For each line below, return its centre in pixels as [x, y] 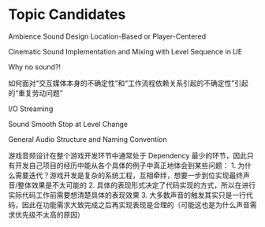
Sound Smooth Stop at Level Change [68, 124]
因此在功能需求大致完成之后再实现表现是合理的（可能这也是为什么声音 [136, 205]
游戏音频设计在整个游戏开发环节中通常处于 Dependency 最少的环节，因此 [127, 155]
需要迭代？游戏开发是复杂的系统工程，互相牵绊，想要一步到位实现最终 [129, 175]
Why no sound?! [35, 67]
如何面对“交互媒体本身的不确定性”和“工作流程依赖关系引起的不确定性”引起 [128, 83]
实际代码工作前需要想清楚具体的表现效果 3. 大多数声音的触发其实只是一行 [127, 195]
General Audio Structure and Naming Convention [88, 139]
